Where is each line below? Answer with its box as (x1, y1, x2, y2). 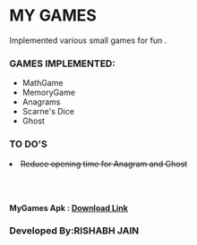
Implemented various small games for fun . (9, 35, 167, 46)
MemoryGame (21, 87, 76, 98)
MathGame (21, 78, 64, 89)
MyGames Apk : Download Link (9, 202, 128, 213)
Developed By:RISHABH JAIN (9, 224, 140, 237)
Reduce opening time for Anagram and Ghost (21, 158, 188, 169)
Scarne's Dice (21, 106, 74, 117)
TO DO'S (9, 138, 47, 150)
